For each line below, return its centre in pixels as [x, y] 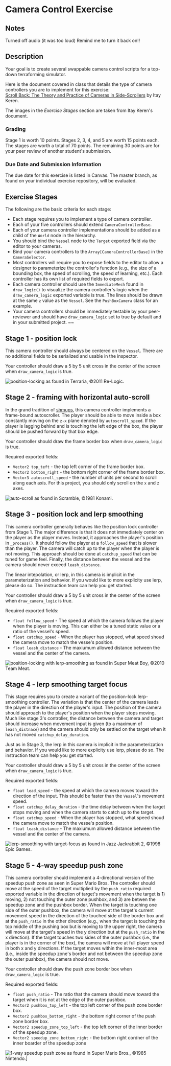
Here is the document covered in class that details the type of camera [79, 84]
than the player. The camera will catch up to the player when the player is [82, 548]
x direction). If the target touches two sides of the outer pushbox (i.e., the [82, 937]
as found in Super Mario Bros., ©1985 [107, 1053]
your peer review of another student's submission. [58, 151]
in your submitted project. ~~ [43, 322]
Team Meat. [18, 668]
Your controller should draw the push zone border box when [69, 969]
